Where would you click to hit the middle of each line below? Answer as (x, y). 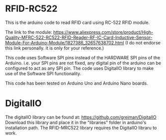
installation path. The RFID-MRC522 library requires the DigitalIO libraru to (81, 128)
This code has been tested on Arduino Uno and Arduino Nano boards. (77, 83)
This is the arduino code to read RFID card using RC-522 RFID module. (78, 22)
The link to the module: (29, 32)
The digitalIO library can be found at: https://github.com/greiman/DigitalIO (81, 117)
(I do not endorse (143, 42)
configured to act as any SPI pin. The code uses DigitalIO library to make (80, 68)
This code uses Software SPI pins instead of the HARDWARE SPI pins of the (83, 57)
